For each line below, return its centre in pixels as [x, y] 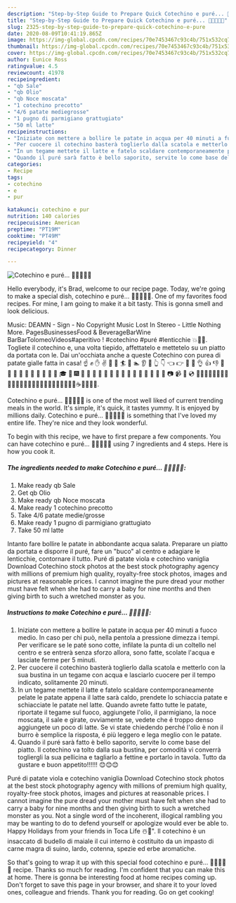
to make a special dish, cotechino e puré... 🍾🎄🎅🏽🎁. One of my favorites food [117, 296]
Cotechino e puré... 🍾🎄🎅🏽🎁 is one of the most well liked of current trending [115, 400]
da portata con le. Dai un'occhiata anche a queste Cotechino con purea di [114, 355]
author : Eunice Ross [38, 60]
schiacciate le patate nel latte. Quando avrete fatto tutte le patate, [112, 705]
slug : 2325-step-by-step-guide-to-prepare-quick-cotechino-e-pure [106, 27]
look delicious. [28, 311]
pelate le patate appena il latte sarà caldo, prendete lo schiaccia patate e [123, 697]
